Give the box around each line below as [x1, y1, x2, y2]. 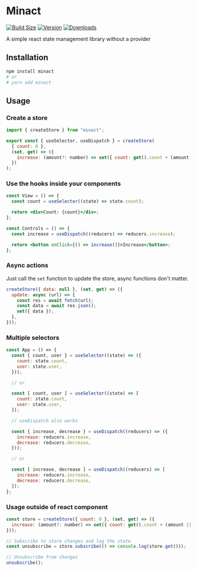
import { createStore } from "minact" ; [6, 127, 105, 133]
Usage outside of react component [6, 503, 108, 511]
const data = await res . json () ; [17, 303, 96, 309]
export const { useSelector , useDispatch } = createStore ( [6, 138, 155, 144]
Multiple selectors [6, 333, 60, 342]
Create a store [6, 113, 48, 122]
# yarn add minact [6, 79, 51, 86]
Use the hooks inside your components [6, 179, 121, 188]
